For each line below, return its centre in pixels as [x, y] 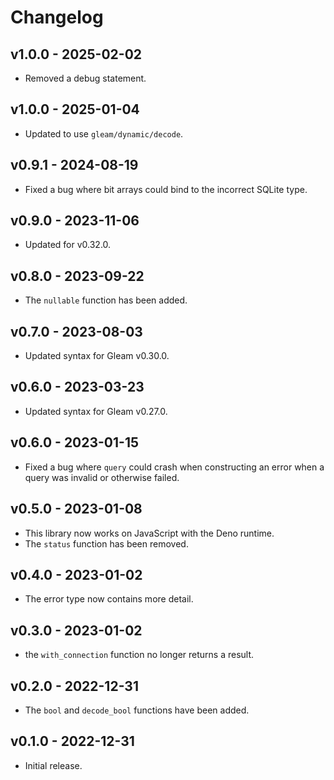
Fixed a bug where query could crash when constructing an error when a [174, 467]
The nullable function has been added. [106, 300]
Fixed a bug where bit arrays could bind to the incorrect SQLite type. [166, 189]
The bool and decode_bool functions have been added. [137, 710]
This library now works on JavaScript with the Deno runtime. [149, 533]
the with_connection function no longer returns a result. [139, 655]
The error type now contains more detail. [109, 599]
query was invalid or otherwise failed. [102, 477]
